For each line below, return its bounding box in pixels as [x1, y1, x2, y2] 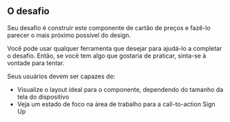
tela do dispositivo [17, 93, 70, 101]
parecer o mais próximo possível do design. [7, 31, 132, 39]
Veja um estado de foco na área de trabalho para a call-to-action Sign [17, 99, 216, 108]
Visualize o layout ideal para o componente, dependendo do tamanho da [17, 85, 224, 93]
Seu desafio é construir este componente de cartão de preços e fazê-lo [7, 23, 211, 32]
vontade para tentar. [7, 58, 65, 67]
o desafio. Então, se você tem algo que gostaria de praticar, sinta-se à [7, 51, 207, 60]
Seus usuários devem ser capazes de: [7, 72, 116, 80]
